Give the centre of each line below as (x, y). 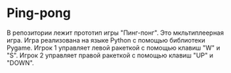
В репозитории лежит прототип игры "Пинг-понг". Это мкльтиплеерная (116, 33)
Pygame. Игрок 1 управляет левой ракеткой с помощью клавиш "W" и (113, 47)
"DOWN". (21, 62)
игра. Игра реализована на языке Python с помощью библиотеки (106, 40)
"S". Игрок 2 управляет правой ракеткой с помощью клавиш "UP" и (110, 55)
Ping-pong (39, 13)
